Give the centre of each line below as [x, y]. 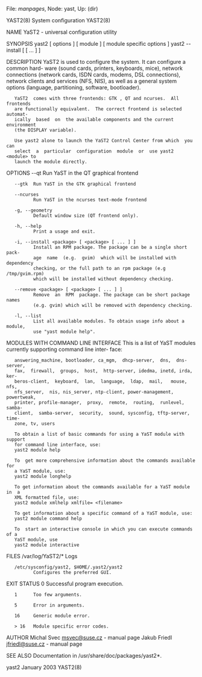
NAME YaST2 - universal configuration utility [62, 32]
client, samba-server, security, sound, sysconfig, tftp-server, [102, 413]
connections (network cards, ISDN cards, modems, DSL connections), [93, 74]
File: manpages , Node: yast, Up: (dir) [52, 9]
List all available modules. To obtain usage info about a [109, 321]
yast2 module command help [48, 518]
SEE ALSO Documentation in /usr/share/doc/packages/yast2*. [84, 656]
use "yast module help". [64, 332]
